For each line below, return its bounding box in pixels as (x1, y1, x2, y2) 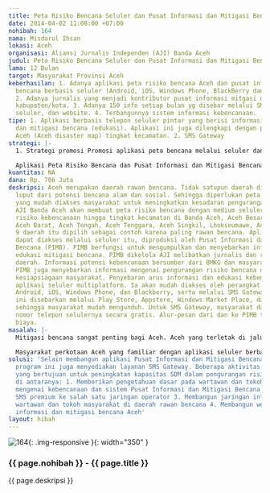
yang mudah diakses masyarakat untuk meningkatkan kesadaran (15, 198, 225, 206)
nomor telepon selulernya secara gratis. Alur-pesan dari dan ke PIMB (15, 311, 257, 319)
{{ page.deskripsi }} (8, 476, 74, 486)
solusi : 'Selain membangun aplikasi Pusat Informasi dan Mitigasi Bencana (8, 355, 264, 363)
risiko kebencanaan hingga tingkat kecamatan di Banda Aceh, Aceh (15, 213, 243, 222)
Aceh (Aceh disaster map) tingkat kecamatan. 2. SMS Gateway (15, 131, 225, 139)
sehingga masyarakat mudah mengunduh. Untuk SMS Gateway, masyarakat (15, 304, 253, 312)
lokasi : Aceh (8, 42, 52, 50)
